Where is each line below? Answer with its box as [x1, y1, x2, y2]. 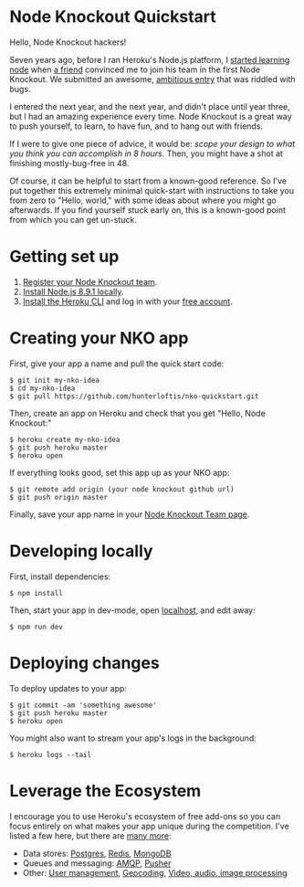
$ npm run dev [9, 622, 64, 631]
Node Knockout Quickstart [9, 6, 216, 27]
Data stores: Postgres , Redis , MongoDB [22, 848, 172, 859]
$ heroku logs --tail [9, 750, 92, 759]
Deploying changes [9, 652, 160, 673]
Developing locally [9, 541, 153, 561]
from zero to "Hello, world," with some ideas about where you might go [9, 195, 277, 206]
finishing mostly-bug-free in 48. [9, 157, 130, 168]
